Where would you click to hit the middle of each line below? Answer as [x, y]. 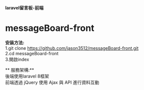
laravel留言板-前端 [24, 8]
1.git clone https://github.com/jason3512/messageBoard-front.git [72, 48]
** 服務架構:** [20, 70]
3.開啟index [17, 59]
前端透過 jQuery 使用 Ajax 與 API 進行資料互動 [52, 82]
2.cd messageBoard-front [32, 53]
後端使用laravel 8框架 [27, 76]
